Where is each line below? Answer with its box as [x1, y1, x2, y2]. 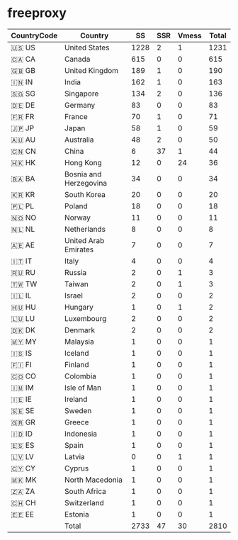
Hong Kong [64, 157, 103, 167]
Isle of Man [64, 383, 102, 393]
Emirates [64, 244, 94, 254]
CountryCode [11, 30, 58, 40]
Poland [64, 201, 88, 210]
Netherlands [64, 224, 106, 234]
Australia [64, 135, 94, 145]
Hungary [64, 302, 93, 312]
